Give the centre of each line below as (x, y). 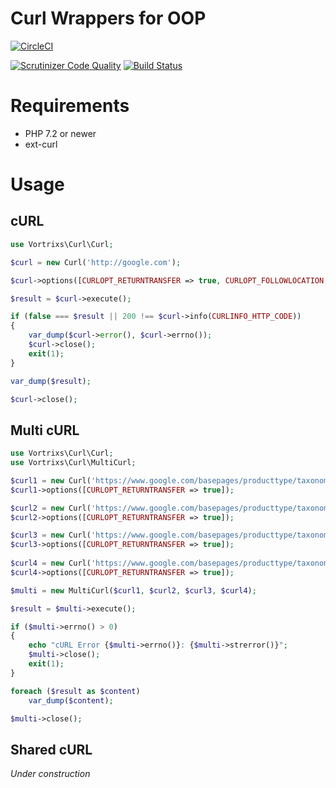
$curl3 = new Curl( (51, 535)
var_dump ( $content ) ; (71, 700)
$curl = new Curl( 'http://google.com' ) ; (96, 262)
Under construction (50, 774)
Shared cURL (51, 749)
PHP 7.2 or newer (60, 133)
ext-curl (41, 144)
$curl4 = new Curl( (51, 563)
